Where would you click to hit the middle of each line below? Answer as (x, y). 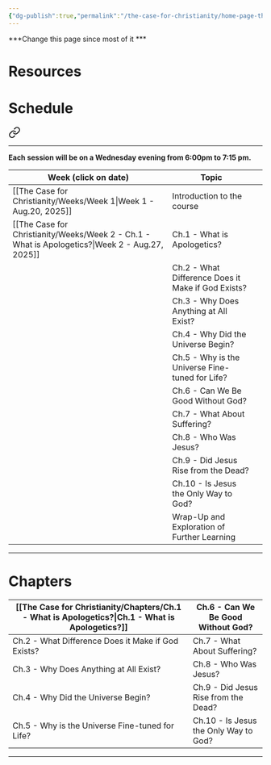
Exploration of (199, 527)
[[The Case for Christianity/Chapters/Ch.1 (99, 607)
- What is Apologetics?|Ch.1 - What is (98, 617)
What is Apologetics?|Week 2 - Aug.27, (88, 245)
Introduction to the (207, 196)
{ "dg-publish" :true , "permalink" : (65, 16)
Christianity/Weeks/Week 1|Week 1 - (83, 201)
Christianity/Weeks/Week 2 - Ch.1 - (81, 234)
